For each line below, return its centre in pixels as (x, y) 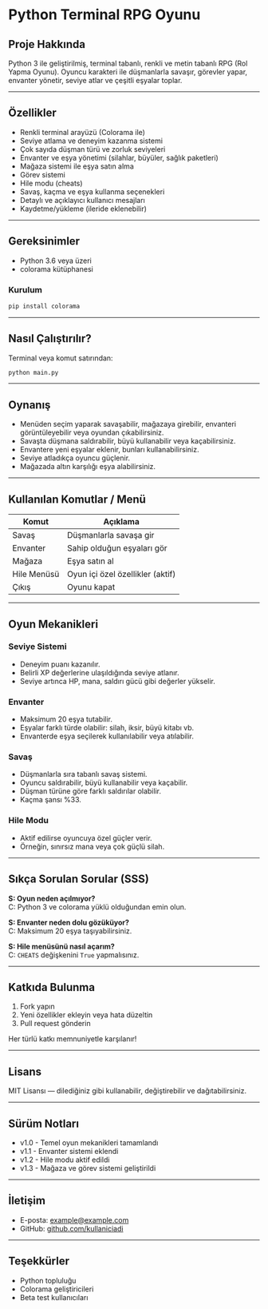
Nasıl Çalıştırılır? (50, 338)
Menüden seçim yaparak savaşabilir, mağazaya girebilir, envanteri (128, 424)
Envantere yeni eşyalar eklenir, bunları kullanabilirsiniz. (109, 450)
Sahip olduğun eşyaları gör (117, 548)
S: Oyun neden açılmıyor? (52, 898)
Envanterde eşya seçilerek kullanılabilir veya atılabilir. (106, 736)
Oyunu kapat (91, 587)
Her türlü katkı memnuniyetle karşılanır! (73, 1039)
